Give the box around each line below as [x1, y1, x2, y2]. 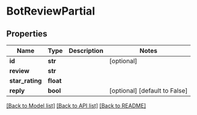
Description [68, 47, 104, 55]
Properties [6, 29, 48, 39]
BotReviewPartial [6, 4, 96, 18]
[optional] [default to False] [109, 86, 188, 95]
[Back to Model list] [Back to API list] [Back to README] [6, 102, 146, 109]
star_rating [9, 77, 42, 85]
